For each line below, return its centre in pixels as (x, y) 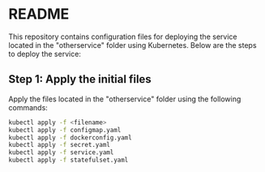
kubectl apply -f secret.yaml (60, 145)
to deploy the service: (45, 54)
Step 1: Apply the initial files (80, 79)
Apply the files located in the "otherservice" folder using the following (125, 99)
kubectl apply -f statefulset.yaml (68, 160)
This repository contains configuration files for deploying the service (123, 37)
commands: (28, 107)
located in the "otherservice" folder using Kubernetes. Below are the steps (132, 45)
